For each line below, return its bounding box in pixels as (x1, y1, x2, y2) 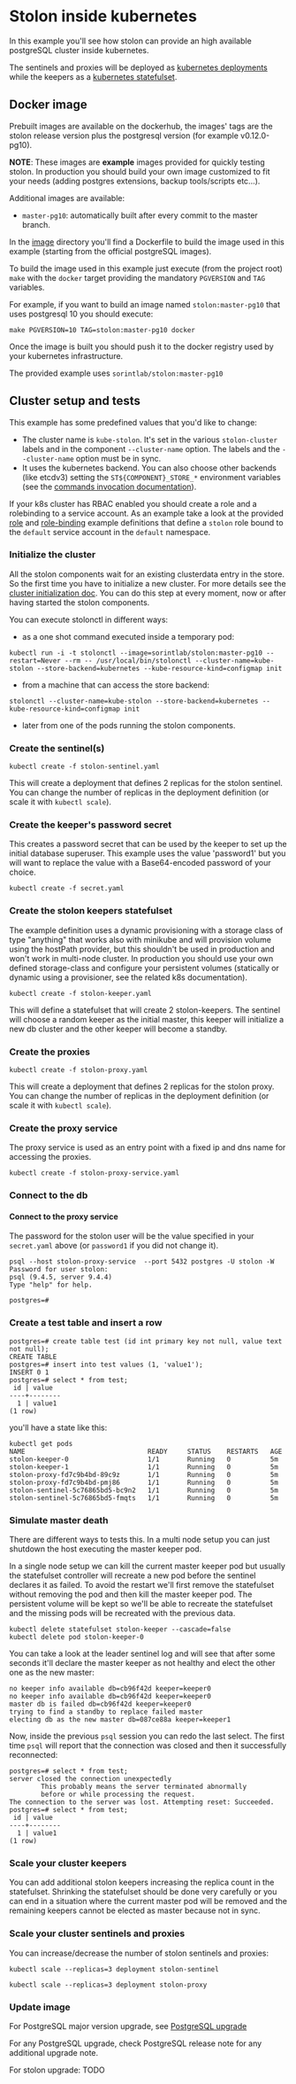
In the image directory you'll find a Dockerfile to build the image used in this (9, 237, 285, 247)
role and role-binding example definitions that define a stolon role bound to (9, 517, 285, 528)
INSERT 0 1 (9, 1367, 49, 1377)
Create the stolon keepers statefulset (9, 905, 173, 917)
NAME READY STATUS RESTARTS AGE (9, 1447, 283, 1456)
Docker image (9, 97, 87, 113)
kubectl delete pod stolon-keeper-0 (9, 1633, 144, 1642)
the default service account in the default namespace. (9, 526, 211, 537)
